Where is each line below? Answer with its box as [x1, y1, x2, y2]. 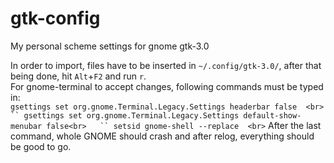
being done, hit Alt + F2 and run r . [10, 70, 147, 82]
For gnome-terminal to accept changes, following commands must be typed [10, 80, 324, 92]
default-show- [243, 110, 302, 121]
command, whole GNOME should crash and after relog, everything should [10, 130, 315, 142]
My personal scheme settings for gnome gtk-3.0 [10, 40, 210, 52]
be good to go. [10, 140, 72, 152]
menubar [10, 121, 43, 131]
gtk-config [10, 7, 101, 30]
